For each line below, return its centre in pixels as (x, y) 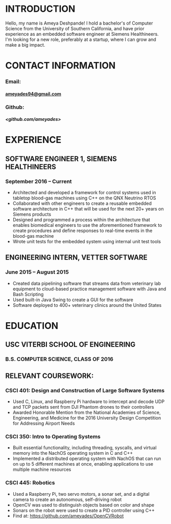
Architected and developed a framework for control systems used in (84, 193)
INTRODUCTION (40, 9)
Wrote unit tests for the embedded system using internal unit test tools (87, 242)
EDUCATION (32, 326)
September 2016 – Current (39, 181)
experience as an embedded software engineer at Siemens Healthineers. (82, 34)
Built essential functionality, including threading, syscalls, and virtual (84, 448)
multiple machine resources (42, 470)
